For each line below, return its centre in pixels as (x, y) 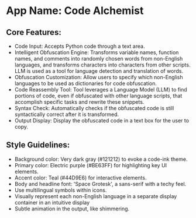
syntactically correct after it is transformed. (67, 114)
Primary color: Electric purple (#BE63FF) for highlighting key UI (91, 165)
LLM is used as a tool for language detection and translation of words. (99, 71)
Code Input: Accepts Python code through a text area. (80, 46)
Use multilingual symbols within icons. (61, 190)
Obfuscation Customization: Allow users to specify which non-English (99, 77)
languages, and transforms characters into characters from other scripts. (102, 65)
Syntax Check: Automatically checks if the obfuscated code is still (94, 108)
